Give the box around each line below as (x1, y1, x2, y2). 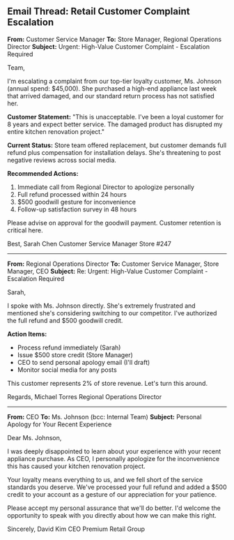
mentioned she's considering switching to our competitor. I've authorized (7, 308, 217, 317)
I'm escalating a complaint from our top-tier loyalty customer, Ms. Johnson (7, 77, 221, 85)
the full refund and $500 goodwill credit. (7, 316, 123, 324)
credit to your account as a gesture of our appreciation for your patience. (7, 490, 217, 498)
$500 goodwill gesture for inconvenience (17, 197, 136, 206)
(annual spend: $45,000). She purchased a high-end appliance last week (7, 84, 217, 93)
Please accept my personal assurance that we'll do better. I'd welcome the (7, 504, 221, 512)
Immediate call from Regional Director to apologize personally (17, 183, 195, 191)
